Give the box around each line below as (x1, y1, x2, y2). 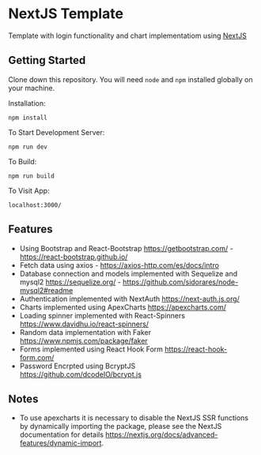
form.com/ (19, 352, 55, 362)
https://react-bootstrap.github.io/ (19, 252, 128, 261)
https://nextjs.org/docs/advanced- (105, 430, 218, 439)
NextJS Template (8, 5, 124, 23)
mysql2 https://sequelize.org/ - (19, 277, 121, 287)
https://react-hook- (165, 344, 228, 354)
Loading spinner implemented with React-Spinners (19, 310, 186, 320)
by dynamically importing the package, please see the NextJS (19, 422, 222, 431)
